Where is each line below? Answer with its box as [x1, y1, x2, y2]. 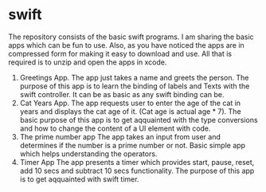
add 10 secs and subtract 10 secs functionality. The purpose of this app [19, 166, 255, 175]
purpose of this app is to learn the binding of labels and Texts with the [19, 81, 250, 91]
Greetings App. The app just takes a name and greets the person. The [19, 72, 249, 82]
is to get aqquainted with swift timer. [19, 174, 139, 184]
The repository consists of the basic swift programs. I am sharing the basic [8, 32, 254, 41]
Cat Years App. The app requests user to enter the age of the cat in [19, 98, 241, 108]
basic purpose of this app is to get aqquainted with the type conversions [19, 115, 258, 124]
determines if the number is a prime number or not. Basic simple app [19, 140, 245, 150]
